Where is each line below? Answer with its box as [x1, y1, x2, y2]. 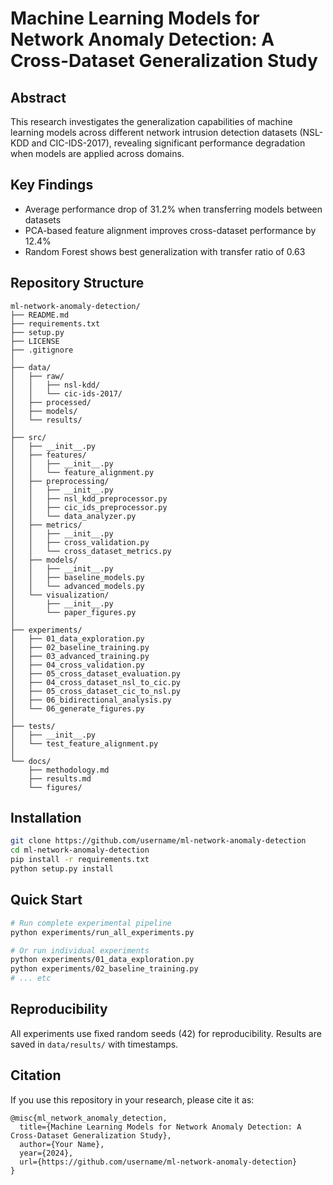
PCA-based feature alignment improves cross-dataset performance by [24, 224, 317, 236]
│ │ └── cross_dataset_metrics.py [10, 546, 172, 556]
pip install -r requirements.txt [10, 855, 150, 865]
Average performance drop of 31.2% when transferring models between [24, 203, 323, 215]
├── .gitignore [10, 345, 74, 355]
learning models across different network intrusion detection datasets [10, 127, 298, 138]
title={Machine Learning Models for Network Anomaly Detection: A [19, 1122, 302, 1132]
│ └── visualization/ [10, 590, 110, 600]
